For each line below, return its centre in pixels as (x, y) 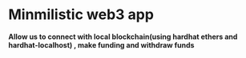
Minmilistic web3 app (81, 15)
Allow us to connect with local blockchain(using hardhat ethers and (123, 37)
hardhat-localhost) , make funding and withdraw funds (101, 44)
